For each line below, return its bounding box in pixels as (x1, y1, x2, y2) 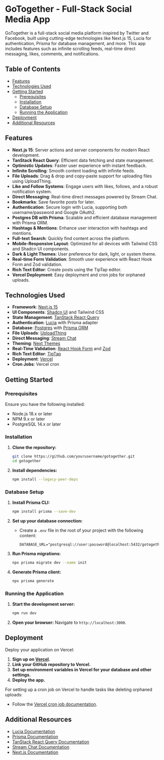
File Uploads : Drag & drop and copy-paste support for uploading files (12, 173, 152, 179)
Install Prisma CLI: (12, 499, 50, 505)
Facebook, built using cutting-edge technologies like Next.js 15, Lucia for (5, 35, 151, 41)
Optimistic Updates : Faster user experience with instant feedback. (12, 163, 147, 168)
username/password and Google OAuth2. (12, 209, 96, 215)
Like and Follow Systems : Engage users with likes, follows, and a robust (12, 183, 158, 189)
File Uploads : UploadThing (12, 330, 67, 336)
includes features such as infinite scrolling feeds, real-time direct (5, 46, 136, 51)
